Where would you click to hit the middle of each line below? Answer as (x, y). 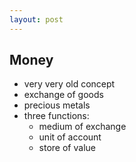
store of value (67, 148)
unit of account (70, 137)
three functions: (56, 116)
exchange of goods (63, 95)
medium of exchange (82, 127)
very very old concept (69, 84)
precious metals (57, 105)
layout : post (36, 19)
